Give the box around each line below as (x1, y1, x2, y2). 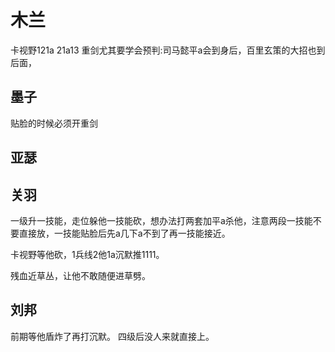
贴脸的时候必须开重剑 (10, 117, 98, 129)
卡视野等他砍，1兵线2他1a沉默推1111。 (10, 248, 165, 260)
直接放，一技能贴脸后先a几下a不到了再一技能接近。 (18, 227, 231, 239)
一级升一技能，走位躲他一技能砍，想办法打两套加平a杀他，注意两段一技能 (10, 214, 313, 226)
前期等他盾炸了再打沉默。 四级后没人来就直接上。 (10, 330, 215, 342)
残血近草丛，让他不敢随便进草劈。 (10, 269, 151, 281)
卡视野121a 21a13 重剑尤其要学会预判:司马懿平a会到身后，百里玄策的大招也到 (10, 44, 326, 56)
